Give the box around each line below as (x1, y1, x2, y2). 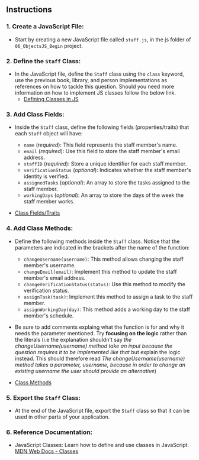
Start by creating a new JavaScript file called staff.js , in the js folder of (14, 35, 191, 43)
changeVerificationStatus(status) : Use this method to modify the (23, 280, 185, 287)
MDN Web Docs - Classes (14, 448, 79, 455)
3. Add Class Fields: (6, 110, 65, 118)
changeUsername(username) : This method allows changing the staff (23, 255, 184, 263)
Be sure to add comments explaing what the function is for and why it (14, 323, 185, 331)
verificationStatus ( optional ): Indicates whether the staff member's (23, 167, 191, 174)
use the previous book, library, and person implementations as (14, 76, 168, 83)
